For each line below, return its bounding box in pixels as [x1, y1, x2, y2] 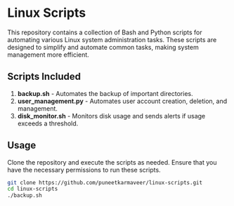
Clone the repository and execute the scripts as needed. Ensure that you [7, 158, 217, 166]
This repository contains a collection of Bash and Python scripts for [7, 28, 202, 36]
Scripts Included [7, 71, 82, 83]
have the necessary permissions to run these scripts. [7, 165, 161, 174]
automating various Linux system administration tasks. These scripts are [7, 35, 217, 43]
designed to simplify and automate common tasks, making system [7, 43, 199, 51]
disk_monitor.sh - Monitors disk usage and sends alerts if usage [17, 111, 206, 120]
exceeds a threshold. [17, 119, 79, 128]
